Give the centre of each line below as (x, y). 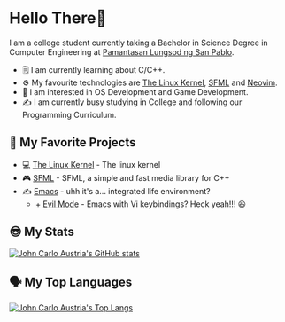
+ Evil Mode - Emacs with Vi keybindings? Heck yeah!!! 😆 (140, 204)
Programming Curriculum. (69, 114)
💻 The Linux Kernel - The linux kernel (91, 164)
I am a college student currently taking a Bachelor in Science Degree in (139, 43)
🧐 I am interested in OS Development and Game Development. (135, 91)
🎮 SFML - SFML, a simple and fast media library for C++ (126, 177)
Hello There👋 (58, 18)
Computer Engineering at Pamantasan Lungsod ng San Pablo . (122, 51)
